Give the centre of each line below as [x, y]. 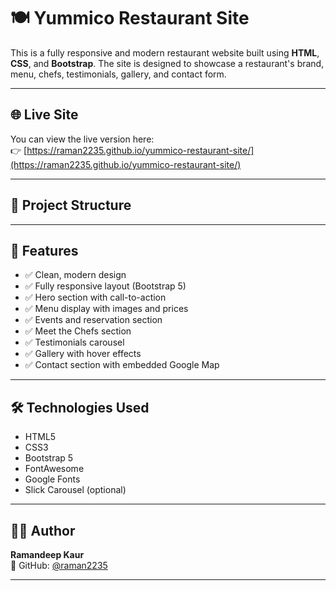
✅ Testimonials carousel [74, 342]
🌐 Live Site [44, 115]
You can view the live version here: [82, 139]
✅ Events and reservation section [93, 320]
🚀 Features [44, 250]
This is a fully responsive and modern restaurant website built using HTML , [165, 52]
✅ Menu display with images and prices [106, 309]
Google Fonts [52, 479]
